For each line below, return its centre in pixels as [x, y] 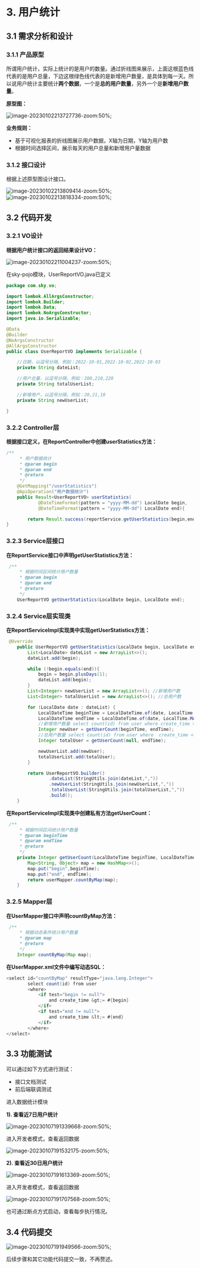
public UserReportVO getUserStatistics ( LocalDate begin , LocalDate [102, 647]
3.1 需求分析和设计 [40, 36]
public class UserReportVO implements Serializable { [74, 351]
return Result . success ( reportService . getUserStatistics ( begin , [107, 519]
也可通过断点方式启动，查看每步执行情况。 [58, 1211]
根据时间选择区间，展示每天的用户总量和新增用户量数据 [82, 148]
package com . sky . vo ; [32, 286]
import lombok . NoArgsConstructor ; [49, 313]
